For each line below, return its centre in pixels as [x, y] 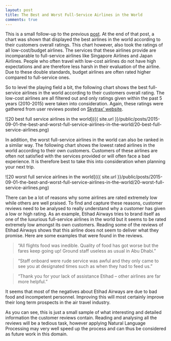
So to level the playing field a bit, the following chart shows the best [77, 87]
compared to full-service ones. [38, 78]
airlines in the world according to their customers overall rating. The [93, 93]
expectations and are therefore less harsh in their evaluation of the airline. [83, 66]
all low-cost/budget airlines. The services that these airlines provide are [81, 50]
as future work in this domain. [36, 334]
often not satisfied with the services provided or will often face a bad [78, 156]
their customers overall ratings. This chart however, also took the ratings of [84, 45]
